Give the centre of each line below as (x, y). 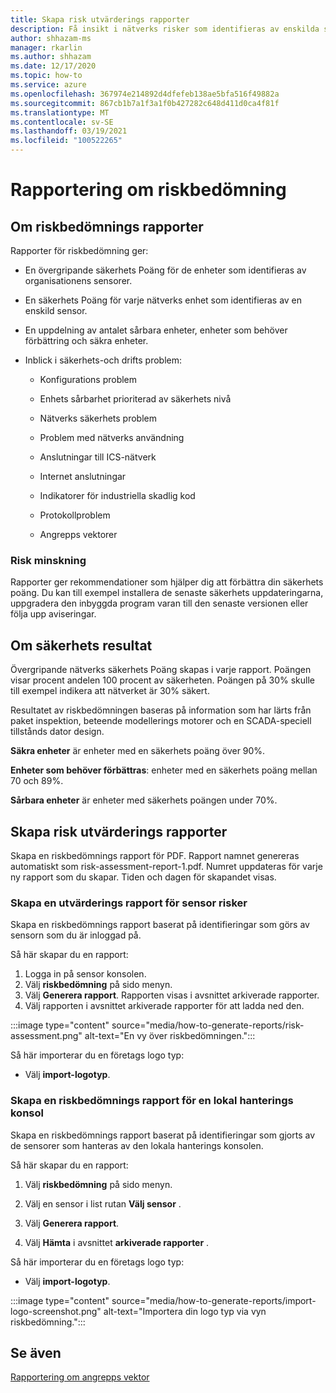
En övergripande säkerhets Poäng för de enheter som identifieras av (165, 270)
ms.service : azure (48, 85)
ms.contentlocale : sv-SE (62, 122)
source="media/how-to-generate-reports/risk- (208, 1025)
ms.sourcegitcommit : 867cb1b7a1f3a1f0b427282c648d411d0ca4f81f (145, 103)
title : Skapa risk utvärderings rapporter (100, 19)
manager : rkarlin (46, 47)
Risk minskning (48, 560)
